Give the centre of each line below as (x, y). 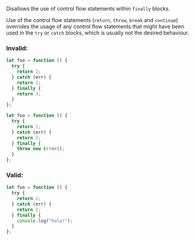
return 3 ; (29, 94)
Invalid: (17, 48)
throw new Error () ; (41, 149)
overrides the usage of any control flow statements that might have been (95, 27)
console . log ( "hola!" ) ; (45, 221)
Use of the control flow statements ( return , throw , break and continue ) (92, 20)
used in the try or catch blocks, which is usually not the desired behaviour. (97, 33)
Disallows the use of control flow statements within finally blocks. (88, 9)
